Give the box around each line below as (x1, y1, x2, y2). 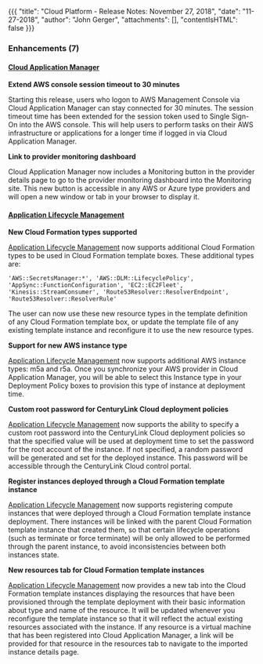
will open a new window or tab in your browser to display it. (8, 192, 200, 202)
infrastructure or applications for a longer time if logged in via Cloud (8, 129, 228, 138)
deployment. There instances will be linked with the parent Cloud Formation (8, 517, 252, 527)
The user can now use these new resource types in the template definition (8, 309, 248, 319)
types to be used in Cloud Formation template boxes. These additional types (8, 251, 254, 261)
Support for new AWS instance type (8, 341, 128, 350)
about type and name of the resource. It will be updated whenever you (8, 606, 236, 615)
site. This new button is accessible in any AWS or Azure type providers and (8, 184, 250, 193)
